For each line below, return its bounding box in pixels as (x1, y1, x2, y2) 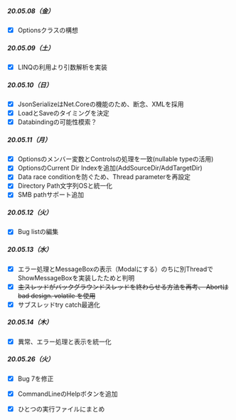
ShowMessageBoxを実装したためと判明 (17, 273, 135, 282)
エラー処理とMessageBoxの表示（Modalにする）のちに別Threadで (17, 265, 213, 273)
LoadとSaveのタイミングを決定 (17, 109, 110, 118)
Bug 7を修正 (17, 374, 54, 383)
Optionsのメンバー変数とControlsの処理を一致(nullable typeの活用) (17, 155, 214, 163)
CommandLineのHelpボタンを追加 (17, 389, 118, 398)
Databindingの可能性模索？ (17, 118, 97, 126)
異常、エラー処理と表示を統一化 (17, 337, 112, 346)
